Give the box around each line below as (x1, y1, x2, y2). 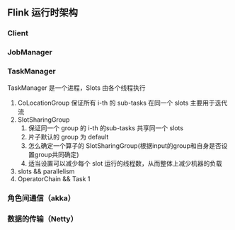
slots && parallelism (17, 167, 75, 176)
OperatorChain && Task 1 (17, 174, 91, 183)
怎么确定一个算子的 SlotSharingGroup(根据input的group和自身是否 (28, 141, 222, 150)
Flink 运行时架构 (7, 6, 78, 19)
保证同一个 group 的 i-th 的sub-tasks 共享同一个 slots (28, 123, 184, 132)
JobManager (7, 47, 53, 57)
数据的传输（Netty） (7, 214, 78, 224)
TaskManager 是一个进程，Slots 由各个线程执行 (7, 84, 147, 92)
